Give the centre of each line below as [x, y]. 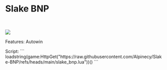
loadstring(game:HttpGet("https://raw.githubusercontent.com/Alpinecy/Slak [83, 56]
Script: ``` [15, 51]
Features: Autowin [24, 41]
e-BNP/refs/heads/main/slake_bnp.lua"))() [49, 62]
